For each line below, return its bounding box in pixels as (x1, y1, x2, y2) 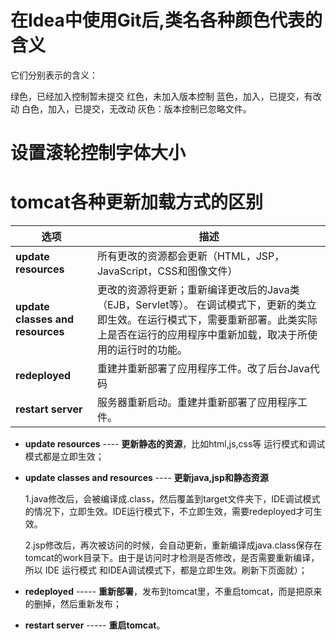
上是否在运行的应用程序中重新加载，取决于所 (96, 328, 308, 342)
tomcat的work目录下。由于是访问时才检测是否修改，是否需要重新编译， (24, 552, 320, 564)
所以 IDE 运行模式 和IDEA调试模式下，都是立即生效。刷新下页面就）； (24, 564, 308, 576)
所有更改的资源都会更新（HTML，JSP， (96, 249, 285, 263)
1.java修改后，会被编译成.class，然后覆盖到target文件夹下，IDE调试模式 (24, 493, 321, 505)
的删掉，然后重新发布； (24, 598, 122, 610)
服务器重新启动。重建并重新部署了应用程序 (96, 396, 298, 410)
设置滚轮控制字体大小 (10, 142, 187, 165)
